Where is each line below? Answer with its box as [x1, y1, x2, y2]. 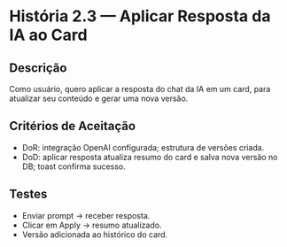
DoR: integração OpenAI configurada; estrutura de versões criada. [21, 142, 265, 152]
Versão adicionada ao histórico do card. [21, 228, 168, 240]
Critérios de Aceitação [9, 119, 136, 134]
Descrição [9, 60, 67, 75]
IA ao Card [9, 25, 88, 45]
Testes [9, 187, 48, 202]
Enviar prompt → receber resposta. [21, 210, 151, 220]
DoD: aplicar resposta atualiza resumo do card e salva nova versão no [21, 151, 278, 162]
